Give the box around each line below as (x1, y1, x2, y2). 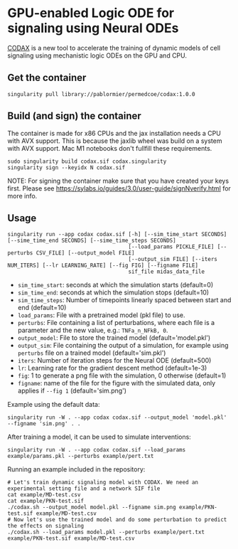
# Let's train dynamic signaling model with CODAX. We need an (7, 479, 199, 486)
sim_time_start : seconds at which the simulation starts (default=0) (17, 281, 214, 289)
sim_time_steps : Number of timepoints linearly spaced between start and (17, 296, 232, 304)
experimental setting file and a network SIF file (7, 485, 161, 492)
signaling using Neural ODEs (7, 20, 179, 36)
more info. (7, 191, 38, 200)
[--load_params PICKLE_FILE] (128, 243, 215, 250)
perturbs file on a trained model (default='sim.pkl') (17, 348, 166, 357)
